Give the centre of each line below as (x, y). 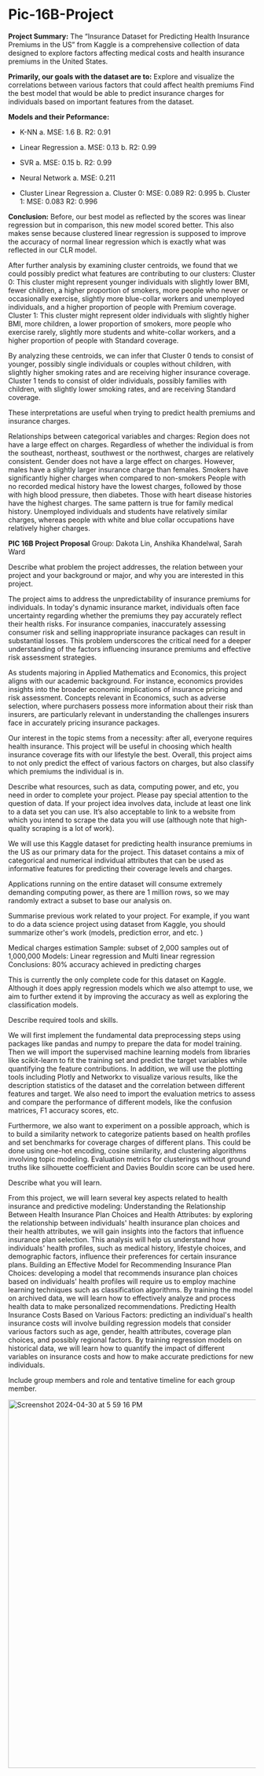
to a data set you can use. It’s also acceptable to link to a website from (122, 811)
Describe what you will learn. (55, 1182)
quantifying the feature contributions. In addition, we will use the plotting (126, 1068)
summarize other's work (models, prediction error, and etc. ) (106, 932)
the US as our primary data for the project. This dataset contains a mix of (126, 851)
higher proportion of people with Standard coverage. (93, 340)
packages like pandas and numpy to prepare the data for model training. (125, 1043)
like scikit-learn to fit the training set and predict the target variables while (128, 1060)
